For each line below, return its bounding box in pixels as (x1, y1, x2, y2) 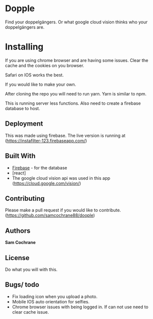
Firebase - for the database (12, 165, 67, 170)
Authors (5, 226, 31, 235)
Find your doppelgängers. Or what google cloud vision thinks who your (5, 19, 148, 25)
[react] (12, 170, 26, 176)
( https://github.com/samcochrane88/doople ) (5, 212, 95, 218)
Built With (5, 152, 36, 160)
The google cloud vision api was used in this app (12, 175, 111, 181)
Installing (5, 41, 44, 53)
